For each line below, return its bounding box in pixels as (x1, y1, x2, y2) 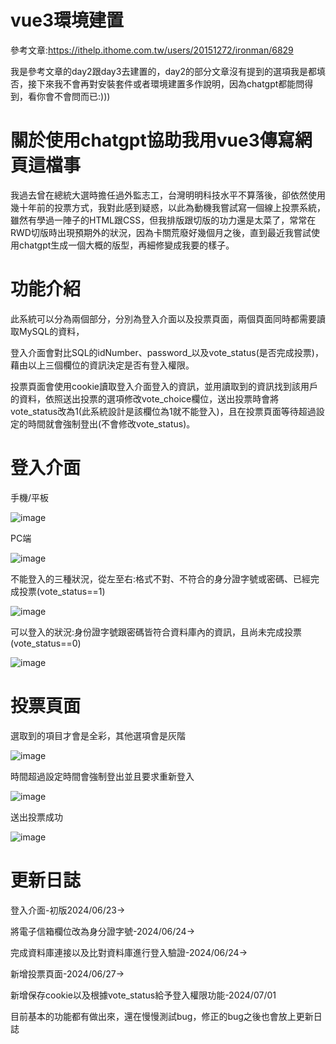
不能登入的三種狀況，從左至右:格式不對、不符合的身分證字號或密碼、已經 (10, 572, 312, 585)
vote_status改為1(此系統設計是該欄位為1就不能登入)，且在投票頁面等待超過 (10, 405, 317, 417)
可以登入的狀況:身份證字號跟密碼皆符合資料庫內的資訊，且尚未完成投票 (10, 626, 303, 638)
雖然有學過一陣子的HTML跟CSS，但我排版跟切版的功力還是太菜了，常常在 (10, 214, 317, 226)
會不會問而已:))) (44, 90, 111, 102)
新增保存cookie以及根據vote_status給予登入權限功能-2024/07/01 (10, 989, 277, 1001)
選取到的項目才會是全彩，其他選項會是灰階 (10, 729, 186, 741)
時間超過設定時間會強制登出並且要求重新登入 (10, 770, 195, 782)
